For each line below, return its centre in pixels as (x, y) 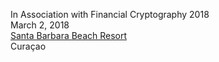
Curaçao (28, 46)
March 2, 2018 (40, 25)
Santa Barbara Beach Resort (69, 35)
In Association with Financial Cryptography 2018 (110, 14)
